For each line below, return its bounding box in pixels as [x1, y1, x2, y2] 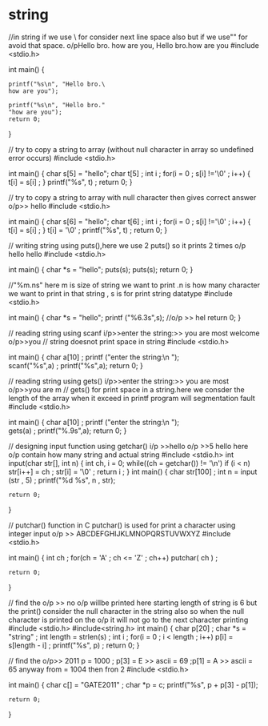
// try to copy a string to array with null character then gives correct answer [8, 192, 257, 202]
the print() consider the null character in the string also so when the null [8, 606, 245, 616]
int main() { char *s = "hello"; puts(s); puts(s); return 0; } [8, 264, 194, 274]
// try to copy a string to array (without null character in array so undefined [8, 144, 254, 154]
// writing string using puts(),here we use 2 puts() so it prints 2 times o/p [8, 240, 246, 250]
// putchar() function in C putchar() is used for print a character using [8, 520, 236, 530]
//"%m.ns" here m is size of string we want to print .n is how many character [8, 280, 261, 290]
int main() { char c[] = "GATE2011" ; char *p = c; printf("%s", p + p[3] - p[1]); [8, 680, 258, 689]
